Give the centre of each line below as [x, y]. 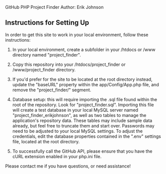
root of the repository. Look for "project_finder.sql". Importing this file [83, 105]
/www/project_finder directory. [44, 69]
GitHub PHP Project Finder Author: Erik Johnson [54, 7]
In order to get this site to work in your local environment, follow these [77, 35]
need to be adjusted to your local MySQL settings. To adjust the [78, 131]
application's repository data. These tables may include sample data [82, 120]
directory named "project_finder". [46, 55]
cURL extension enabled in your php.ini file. [57, 156]
